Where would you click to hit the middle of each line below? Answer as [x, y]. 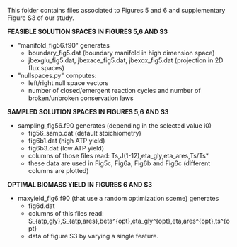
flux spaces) [46, 68]
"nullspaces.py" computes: [57, 75]
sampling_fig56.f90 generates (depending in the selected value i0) [115, 126]
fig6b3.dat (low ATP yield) [66, 148]
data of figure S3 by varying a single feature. [93, 236]
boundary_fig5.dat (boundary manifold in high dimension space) [121, 53]
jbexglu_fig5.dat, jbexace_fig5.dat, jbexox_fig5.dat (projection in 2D [126, 60]
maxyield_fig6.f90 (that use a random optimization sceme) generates [118, 198]
